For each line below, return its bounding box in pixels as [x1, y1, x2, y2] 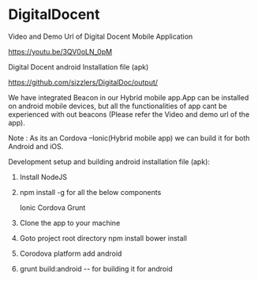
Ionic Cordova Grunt [19, 203, 86, 212]
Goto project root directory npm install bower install [19, 233, 188, 242]
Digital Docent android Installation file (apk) [8, 62, 149, 72]
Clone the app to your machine [19, 218, 121, 227]
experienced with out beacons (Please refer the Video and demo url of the [8, 109, 250, 119]
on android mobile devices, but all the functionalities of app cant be [8, 101, 227, 111]
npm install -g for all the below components [19, 187, 162, 197]
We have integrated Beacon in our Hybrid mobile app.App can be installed [8, 92, 249, 102]
